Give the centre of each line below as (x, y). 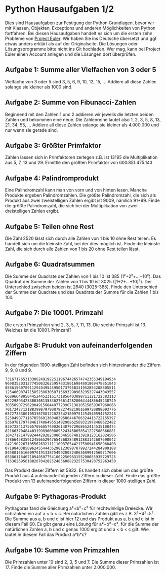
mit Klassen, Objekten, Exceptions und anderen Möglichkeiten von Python (80, 28)
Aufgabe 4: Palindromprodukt (52, 178)
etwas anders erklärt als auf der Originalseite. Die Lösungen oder (72, 43)
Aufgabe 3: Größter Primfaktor (53, 145)
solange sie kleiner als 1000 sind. (39, 87)
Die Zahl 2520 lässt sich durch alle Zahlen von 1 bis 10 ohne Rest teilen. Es (81, 238)
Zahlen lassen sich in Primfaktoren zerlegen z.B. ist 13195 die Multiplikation (82, 157)
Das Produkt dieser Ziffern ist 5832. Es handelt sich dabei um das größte (79, 470)
